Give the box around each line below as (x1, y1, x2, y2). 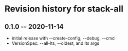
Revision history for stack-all (4, 3, 124, 14)
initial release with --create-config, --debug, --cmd (11, 35, 115, 41)
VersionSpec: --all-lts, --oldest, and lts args (11, 40, 99, 46)
